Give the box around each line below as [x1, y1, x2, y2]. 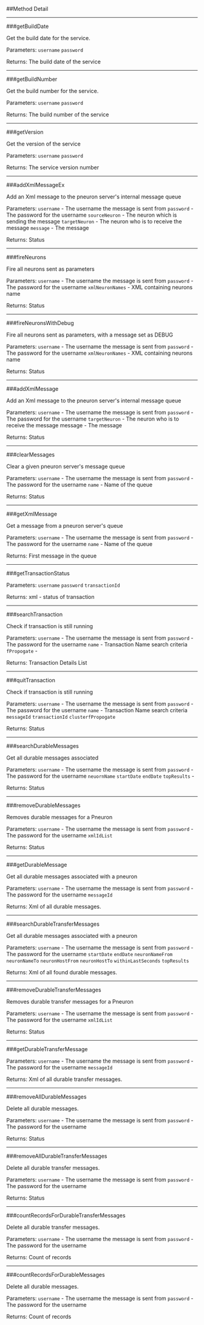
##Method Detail [6, 5, 49, 12]
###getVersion [6, 128, 44, 136]
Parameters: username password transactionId [6, 581, 120, 589]
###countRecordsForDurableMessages [6, 1271, 105, 1278]
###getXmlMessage [6, 511, 58, 517]
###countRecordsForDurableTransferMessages [6, 1212, 126, 1219]
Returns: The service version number [6, 164, 99, 171]
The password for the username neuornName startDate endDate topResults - [6, 772, 195, 780]
